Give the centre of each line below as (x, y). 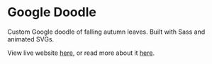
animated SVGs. (31, 39)
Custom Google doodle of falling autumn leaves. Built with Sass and (106, 32)
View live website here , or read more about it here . (81, 53)
